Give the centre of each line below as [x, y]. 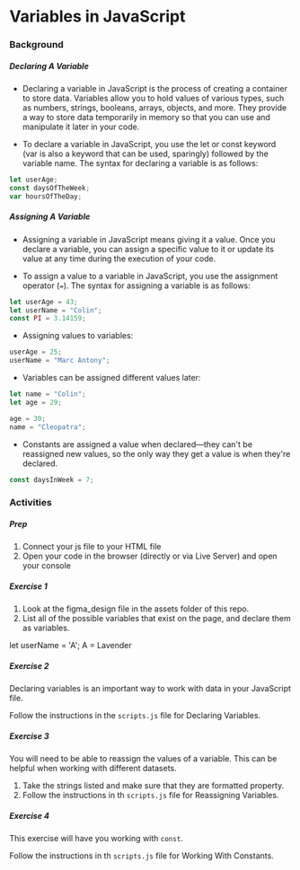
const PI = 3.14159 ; [48, 319]
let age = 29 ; [36, 402]
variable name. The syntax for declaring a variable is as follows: [140, 163]
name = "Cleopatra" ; [48, 427]
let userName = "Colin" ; [56, 310]
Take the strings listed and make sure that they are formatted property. [153, 786]
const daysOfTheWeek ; [50, 188]
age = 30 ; [28, 418]
